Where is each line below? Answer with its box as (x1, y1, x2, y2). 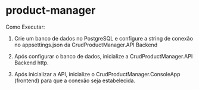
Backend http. (14, 59, 49, 66)
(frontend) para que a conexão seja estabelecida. (14, 77, 135, 84)
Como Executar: (5, 23, 45, 30)
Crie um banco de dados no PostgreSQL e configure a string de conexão (14, 35, 193, 42)
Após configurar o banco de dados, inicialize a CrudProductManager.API (14, 52, 193, 60)
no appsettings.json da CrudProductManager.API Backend (14, 41, 158, 48)
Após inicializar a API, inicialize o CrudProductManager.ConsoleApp (14, 70, 181, 77)
